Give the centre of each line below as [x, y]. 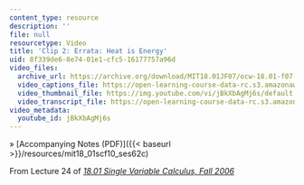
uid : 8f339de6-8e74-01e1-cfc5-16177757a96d [93, 60]
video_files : [34, 69]
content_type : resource [54, 18]
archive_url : [42, 77]
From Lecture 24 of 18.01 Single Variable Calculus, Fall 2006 [122, 171]
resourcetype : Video [48, 43]
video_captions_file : [58, 85]
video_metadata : [40, 110]
